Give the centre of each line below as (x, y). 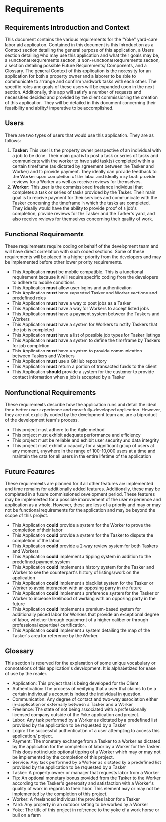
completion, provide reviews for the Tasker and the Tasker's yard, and (83, 213)
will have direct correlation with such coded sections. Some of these (75, 251)
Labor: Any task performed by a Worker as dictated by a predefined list (84, 720)
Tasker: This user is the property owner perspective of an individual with (86, 150)
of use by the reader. (26, 674)
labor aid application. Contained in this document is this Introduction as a (79, 45)
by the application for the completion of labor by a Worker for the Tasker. (86, 747)
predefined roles (29, 298)
